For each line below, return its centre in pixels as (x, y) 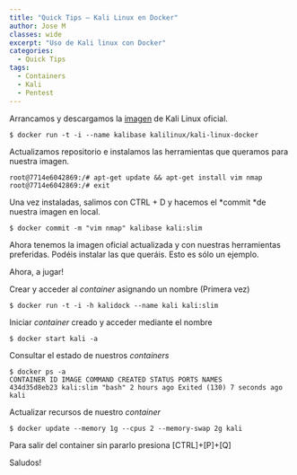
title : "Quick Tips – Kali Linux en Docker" (94, 18)
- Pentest (35, 92)
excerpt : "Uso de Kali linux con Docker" (88, 43)
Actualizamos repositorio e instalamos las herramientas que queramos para (149, 151)
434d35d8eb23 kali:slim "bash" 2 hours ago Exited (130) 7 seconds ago (146, 387)
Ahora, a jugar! (37, 271)
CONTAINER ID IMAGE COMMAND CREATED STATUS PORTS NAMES (116, 379)
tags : (19, 68)
